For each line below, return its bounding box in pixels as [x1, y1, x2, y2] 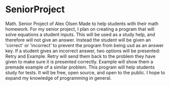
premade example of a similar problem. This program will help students [5, 64, 155, 70]
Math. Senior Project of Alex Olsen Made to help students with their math [5, 20, 159, 27]
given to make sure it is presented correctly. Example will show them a [5, 58, 153, 64]
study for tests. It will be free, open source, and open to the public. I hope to [5, 69, 165, 75]
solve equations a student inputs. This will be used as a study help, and [5, 31, 156, 37]
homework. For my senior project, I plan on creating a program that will [5, 26, 155, 32]
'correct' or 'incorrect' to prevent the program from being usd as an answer [5, 42, 164, 48]
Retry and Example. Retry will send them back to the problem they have [5, 53, 156, 59]
